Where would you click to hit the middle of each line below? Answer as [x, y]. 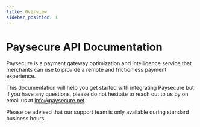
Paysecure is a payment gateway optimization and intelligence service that [99, 63]
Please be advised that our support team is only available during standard [98, 112]
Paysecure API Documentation [84, 47]
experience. [21, 76]
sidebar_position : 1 [32, 17]
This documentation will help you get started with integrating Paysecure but [100, 88]
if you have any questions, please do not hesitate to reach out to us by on [97, 94]
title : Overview [27, 12]
